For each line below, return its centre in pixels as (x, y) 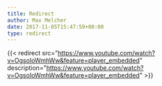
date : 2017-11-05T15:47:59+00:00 (56, 27)
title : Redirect (31, 14)
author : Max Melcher (37, 20)
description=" (27, 68)
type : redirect (29, 33)
